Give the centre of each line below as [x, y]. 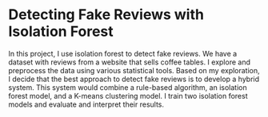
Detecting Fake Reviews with [106, 15]
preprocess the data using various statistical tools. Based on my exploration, [134, 70]
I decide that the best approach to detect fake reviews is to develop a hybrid [134, 79]
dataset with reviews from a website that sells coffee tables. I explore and [129, 62]
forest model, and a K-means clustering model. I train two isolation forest [128, 96]
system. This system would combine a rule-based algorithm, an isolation [128, 87]
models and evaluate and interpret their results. [86, 104]
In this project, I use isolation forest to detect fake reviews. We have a [123, 53]
